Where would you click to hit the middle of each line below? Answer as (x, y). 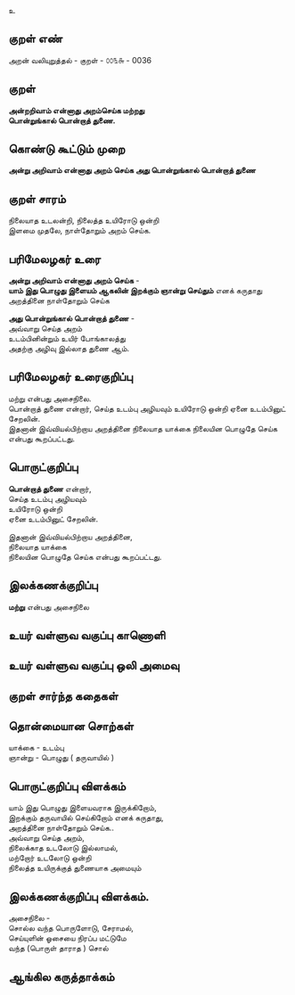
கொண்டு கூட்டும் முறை (67, 149)
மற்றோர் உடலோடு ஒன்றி (50, 858)
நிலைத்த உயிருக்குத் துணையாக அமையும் (75, 868)
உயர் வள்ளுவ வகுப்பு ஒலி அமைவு (94, 666)
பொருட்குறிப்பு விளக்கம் (67, 786)
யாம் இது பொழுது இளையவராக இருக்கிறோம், (82, 808)
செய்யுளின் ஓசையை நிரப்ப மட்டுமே (67, 938)
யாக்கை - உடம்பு (36, 748)
